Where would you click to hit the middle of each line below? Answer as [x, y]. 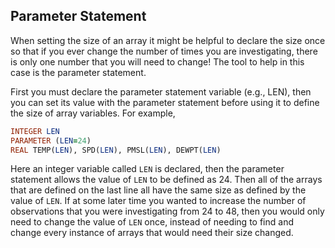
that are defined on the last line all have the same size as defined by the [158, 190]
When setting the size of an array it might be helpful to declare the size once [168, 40]
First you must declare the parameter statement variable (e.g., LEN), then [161, 91]
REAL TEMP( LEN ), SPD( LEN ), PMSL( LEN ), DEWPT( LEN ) [116, 150]
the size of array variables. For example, [93, 113]
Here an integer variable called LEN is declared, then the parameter [147, 169]
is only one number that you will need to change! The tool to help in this [157, 61]
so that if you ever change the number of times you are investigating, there [164, 51]
